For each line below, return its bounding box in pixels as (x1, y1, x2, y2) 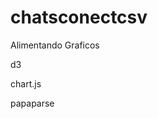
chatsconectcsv (10, 6, 148, 29)
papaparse (10, 97, 55, 109)
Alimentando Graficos (10, 39, 100, 51)
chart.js (10, 77, 42, 90)
